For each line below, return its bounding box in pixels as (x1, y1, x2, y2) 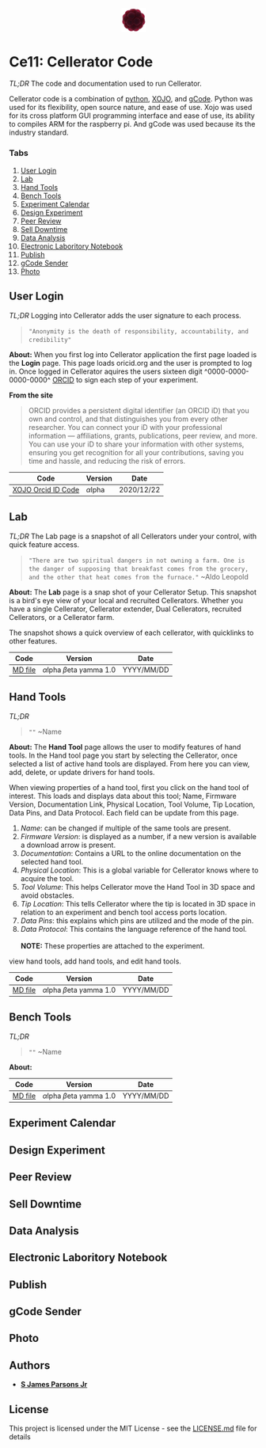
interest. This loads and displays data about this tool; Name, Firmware (9, 791, 237, 800)
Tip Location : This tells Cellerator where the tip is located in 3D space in (20, 899, 256, 908)
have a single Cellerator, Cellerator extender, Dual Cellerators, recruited (9, 604, 242, 614)
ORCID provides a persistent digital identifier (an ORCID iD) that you (28, 405, 250, 415)
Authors (9, 1359, 51, 1372)
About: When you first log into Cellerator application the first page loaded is (9, 349, 257, 359)
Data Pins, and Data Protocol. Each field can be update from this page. (9, 808, 239, 817)
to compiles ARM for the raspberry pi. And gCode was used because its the (9, 120, 256, 129)
